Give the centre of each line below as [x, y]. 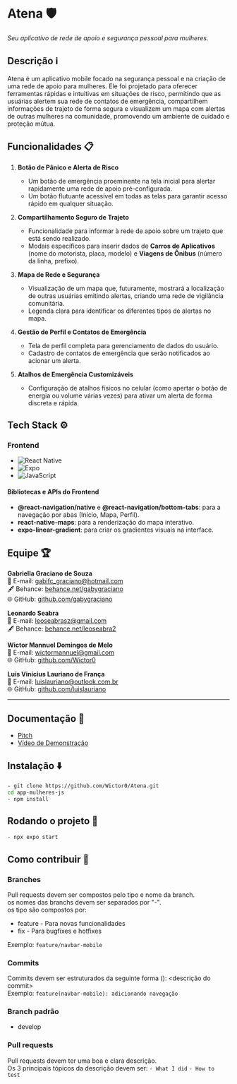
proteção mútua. [31, 124]
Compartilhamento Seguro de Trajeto [73, 217]
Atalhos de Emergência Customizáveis [75, 374]
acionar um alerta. [54, 360]
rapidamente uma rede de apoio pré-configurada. [100, 189]
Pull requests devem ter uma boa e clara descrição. [82, 1061]
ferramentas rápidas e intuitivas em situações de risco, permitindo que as [114, 93]
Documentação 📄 [46, 719]
